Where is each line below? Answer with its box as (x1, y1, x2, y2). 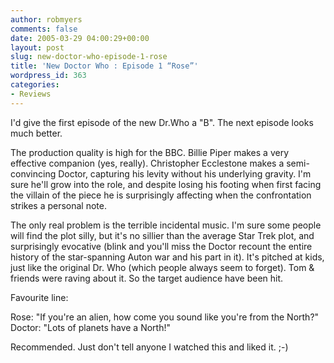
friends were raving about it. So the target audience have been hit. (10, 272, 284, 284)
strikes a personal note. (10, 199, 107, 211)
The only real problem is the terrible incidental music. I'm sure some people (10, 219, 322, 231)
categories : (10, 80, 60, 90)
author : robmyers (10, 14, 83, 25)
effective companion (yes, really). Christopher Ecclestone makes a (10, 157, 285, 169)
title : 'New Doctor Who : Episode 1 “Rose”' (10, 61, 199, 71)
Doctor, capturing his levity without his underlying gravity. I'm (58, 167, 312, 180)
